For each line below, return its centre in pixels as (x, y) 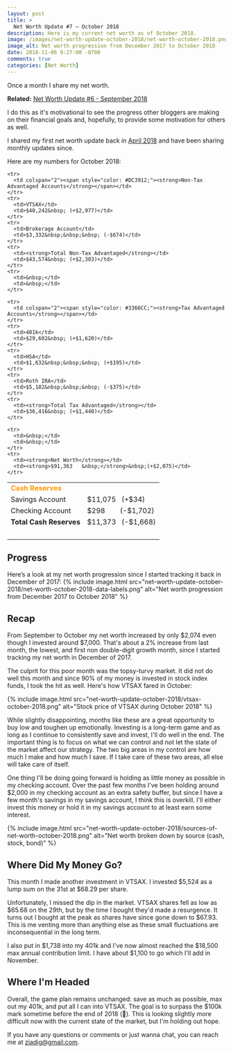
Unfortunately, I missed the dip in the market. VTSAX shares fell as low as (112, 903)
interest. (19, 815)
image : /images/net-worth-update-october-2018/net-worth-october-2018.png (118, 40)
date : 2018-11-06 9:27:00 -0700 (54, 53)
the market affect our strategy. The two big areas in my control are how (109, 750)
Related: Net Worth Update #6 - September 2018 (77, 99)
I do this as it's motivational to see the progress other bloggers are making (113, 112)
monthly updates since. (41, 147)
